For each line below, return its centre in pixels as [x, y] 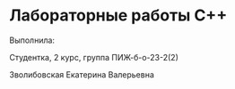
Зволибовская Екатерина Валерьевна [82, 74]
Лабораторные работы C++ [118, 16]
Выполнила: [32, 40]
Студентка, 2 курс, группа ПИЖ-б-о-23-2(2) [94, 57]
